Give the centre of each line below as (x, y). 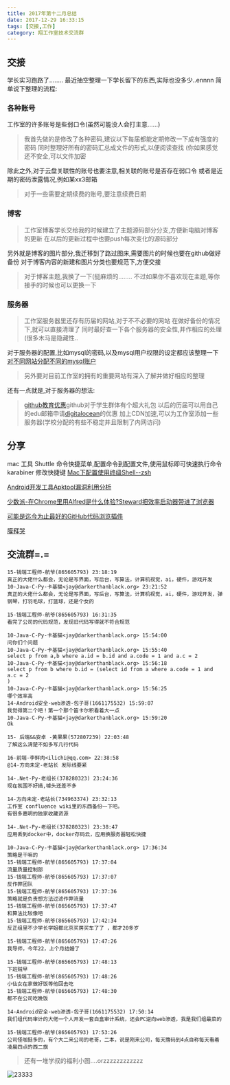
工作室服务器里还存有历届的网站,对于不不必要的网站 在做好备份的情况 (122, 320)
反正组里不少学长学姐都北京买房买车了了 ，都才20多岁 (73, 928)
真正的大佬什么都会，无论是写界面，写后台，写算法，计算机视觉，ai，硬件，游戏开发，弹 (115, 594)
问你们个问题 (23, 643)
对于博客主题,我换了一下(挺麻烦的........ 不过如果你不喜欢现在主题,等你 (122, 276)
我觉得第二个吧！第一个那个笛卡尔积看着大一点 (64, 710)
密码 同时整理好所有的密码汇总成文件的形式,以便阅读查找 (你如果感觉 (121, 148)
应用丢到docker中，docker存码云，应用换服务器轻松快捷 (77, 834)
